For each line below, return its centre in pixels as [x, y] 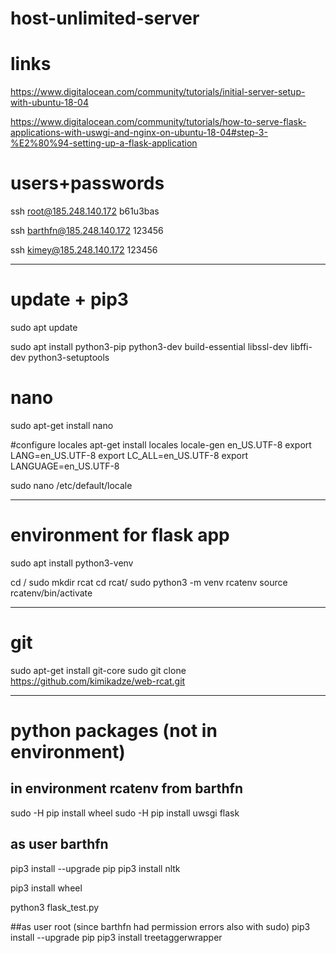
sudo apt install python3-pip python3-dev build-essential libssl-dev [149, 346]
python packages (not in [114, 731]
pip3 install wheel [46, 888]
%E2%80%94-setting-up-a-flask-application [104, 143]
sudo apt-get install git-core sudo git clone [98, 670]
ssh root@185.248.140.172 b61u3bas [85, 211]
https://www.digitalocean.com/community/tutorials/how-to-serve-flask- [158, 122]
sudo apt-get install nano [62, 425]
